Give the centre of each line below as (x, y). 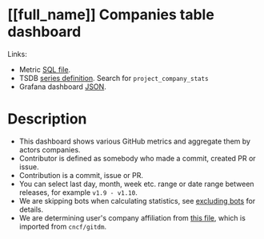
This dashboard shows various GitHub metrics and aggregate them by (135, 141)
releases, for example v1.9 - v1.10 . (78, 192)
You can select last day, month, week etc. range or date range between (136, 184)
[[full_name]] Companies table (111, 15)
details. (31, 209)
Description (47, 119)
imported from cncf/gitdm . (63, 226)
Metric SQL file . (45, 69)
